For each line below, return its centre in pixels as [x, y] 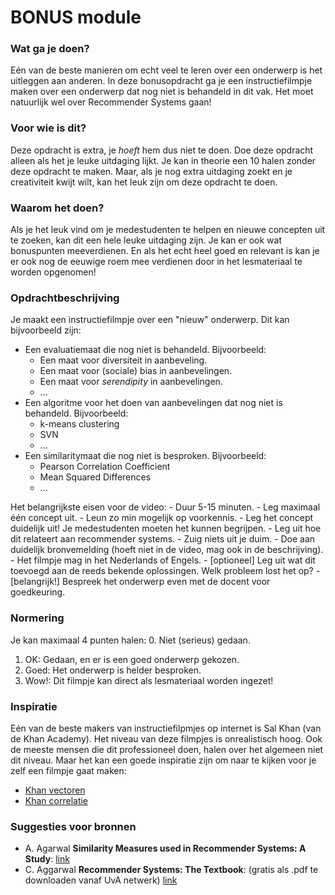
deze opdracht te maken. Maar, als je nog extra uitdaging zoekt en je [151, 171]
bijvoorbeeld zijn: [46, 330]
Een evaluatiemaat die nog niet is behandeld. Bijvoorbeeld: [145, 350]
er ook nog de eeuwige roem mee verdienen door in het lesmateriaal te [156, 262]
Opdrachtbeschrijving [65, 298]
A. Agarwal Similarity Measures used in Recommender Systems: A [165, 848]
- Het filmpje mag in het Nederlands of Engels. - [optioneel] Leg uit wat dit [163, 560]
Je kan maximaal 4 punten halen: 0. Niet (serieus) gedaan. [130, 640]
